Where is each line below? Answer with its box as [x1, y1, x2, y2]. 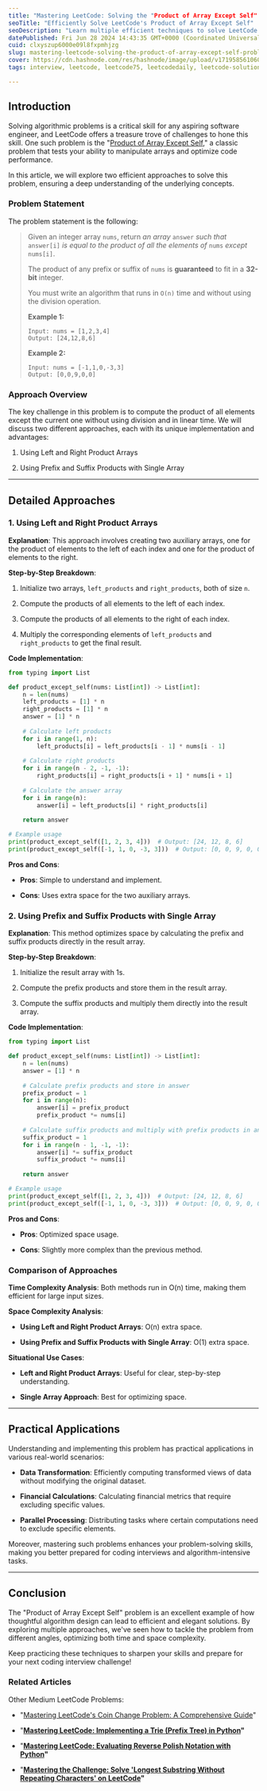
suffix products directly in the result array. [8, 937, 145, 946]
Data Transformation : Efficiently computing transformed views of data [19, 1467, 252, 1477]
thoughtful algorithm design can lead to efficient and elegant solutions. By [8, 1616, 250, 1626]
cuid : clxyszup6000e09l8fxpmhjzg [8, 41, 119, 49]
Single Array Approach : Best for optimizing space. [19, 1392, 187, 1401]
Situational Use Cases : [8, 1353, 85, 1362]
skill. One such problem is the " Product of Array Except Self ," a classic [8, 138, 238, 147]
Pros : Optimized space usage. [19, 1230, 119, 1239]
